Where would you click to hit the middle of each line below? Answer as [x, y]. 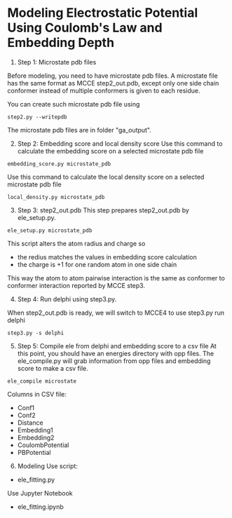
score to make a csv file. [53, 368]
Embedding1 [35, 430]
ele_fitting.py [36, 479]
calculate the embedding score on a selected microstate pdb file [110, 151]
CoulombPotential [43, 445]
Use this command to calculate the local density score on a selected [106, 177]
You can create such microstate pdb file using [74, 104]
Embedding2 [36, 437]
